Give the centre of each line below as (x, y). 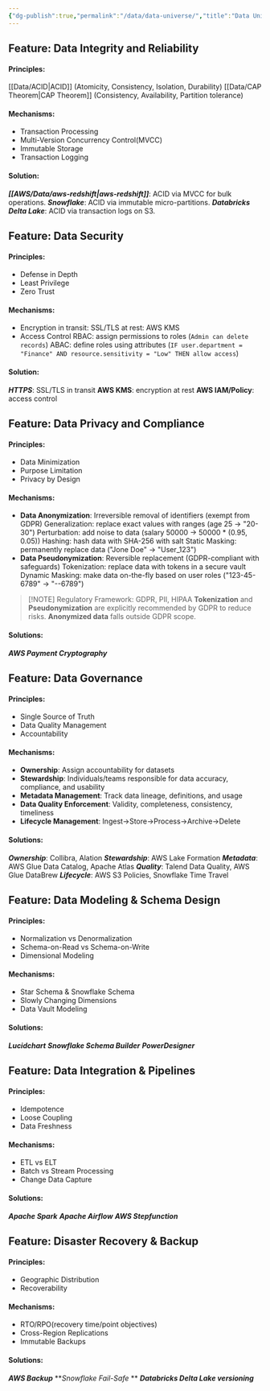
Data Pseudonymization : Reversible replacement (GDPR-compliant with (139, 558)
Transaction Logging (54, 157)
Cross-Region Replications (64, 1333)
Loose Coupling (46, 1118)
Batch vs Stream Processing (67, 1171)
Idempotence (42, 1109)
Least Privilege (45, 283)
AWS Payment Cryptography (58, 653)
